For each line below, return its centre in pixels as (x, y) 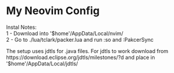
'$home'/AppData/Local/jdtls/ (42, 64)
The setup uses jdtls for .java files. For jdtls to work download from (87, 51)
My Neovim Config (53, 11)
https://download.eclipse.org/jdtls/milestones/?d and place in (81, 57)
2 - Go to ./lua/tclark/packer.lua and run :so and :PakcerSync (80, 39)
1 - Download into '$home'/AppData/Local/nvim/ (65, 33)
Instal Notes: (22, 27)
